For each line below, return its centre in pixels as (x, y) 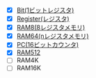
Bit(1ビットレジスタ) (45, 10)
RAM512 (29, 52)
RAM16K (29, 68)
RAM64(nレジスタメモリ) (53, 36)
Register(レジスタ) (43, 19)
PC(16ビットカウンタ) (48, 45)
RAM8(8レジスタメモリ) (51, 28)
